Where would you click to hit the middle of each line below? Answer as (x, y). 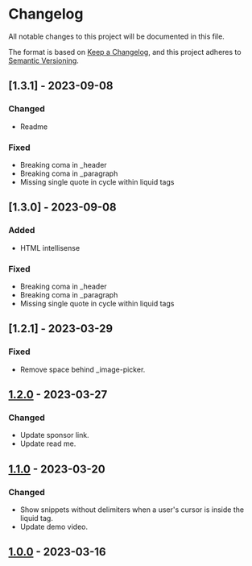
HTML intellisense (50, 248)
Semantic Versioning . (43, 60)
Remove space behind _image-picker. (83, 369)
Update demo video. (54, 526)
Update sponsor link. (55, 435)
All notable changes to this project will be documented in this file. (117, 36)
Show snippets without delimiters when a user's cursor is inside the (132, 510)
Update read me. (48, 443)
